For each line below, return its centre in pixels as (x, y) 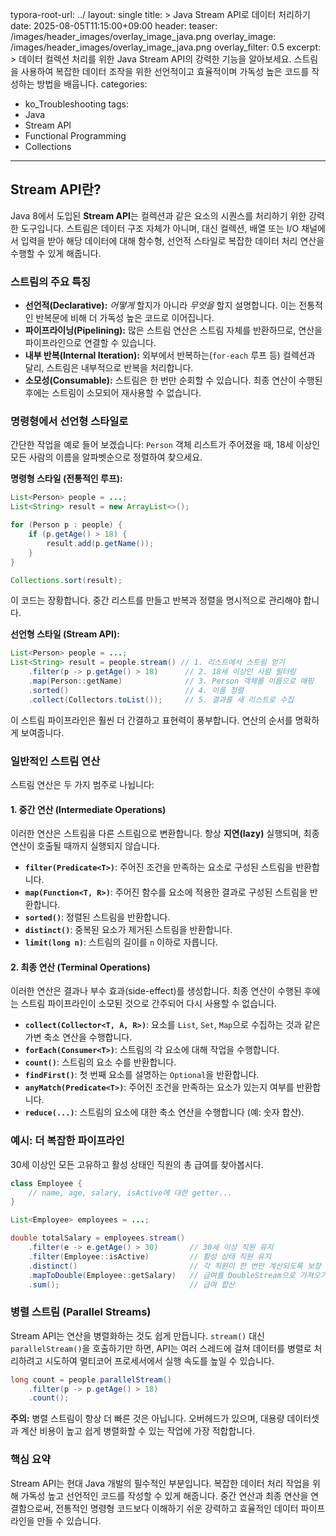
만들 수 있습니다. (69, 1520)
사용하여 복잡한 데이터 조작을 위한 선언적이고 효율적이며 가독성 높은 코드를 (165, 71)
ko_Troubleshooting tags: (76, 104)
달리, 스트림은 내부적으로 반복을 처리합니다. (109, 368)
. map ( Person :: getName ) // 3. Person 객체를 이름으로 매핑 (171, 681)
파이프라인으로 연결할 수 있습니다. (90, 343)
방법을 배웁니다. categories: (92, 84)
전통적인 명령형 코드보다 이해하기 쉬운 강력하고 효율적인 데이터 (177, 1508)
